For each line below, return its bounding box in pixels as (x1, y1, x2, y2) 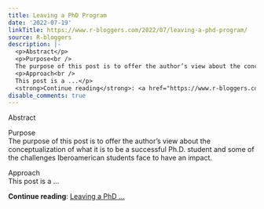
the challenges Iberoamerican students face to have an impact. (8, 153, 212, 163)
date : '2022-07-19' (8, 19, 72, 27)
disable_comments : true (8, 92, 86, 99)
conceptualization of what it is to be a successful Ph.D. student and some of (8, 145, 255, 154)
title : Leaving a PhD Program (8, 11, 108, 20)
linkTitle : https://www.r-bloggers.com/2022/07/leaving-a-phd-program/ (8, 26, 247, 34)
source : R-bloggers (8, 33, 72, 41)
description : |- (8, 41, 61, 49)
